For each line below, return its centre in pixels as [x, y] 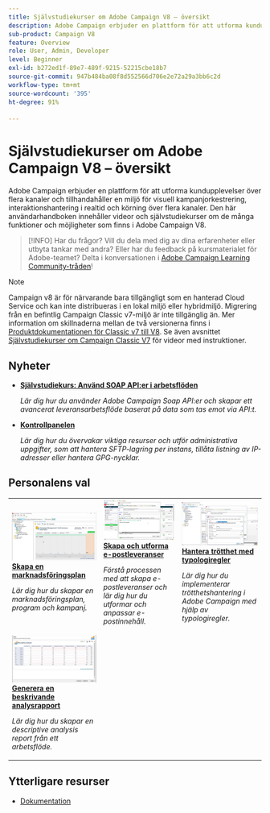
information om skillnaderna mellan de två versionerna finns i [109, 323]
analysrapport [36, 706]
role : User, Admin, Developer [59, 51]
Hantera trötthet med [218, 551]
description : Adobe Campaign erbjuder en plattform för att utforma [125, 25]
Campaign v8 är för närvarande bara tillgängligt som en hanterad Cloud [127, 297]
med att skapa [127, 578]
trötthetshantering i [214, 592]
